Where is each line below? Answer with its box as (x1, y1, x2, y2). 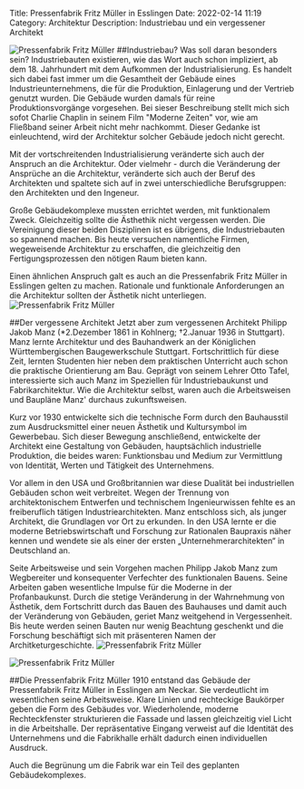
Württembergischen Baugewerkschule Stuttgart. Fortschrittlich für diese (9, 346, 279, 356)
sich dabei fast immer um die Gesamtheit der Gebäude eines (9, 73, 236, 84)
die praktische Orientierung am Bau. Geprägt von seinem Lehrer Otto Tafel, (9, 365, 290, 375)
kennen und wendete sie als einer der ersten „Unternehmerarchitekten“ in (9, 535, 285, 546)
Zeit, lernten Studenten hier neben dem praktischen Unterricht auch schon (9, 356, 289, 366)
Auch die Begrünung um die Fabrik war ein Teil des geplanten (9, 760, 240, 770)
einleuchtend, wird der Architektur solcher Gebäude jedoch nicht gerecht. (9, 131, 286, 141)
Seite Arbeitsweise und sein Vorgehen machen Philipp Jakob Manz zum (9, 562, 279, 573)
